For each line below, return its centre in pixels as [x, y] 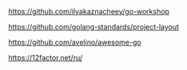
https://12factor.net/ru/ [46, 58]
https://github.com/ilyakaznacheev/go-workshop [89, 12]
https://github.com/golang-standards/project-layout [94, 27]
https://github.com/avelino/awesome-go [75, 42]
